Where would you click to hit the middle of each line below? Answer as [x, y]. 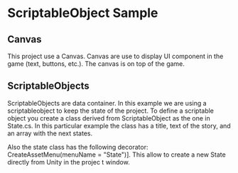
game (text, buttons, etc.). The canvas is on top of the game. [96, 64]
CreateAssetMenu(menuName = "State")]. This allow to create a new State [117, 155]
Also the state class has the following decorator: [78, 147]
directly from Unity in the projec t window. [69, 162]
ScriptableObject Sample [83, 13]
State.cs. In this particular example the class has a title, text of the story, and [119, 125]
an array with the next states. [50, 133]
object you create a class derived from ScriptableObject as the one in [109, 118]
